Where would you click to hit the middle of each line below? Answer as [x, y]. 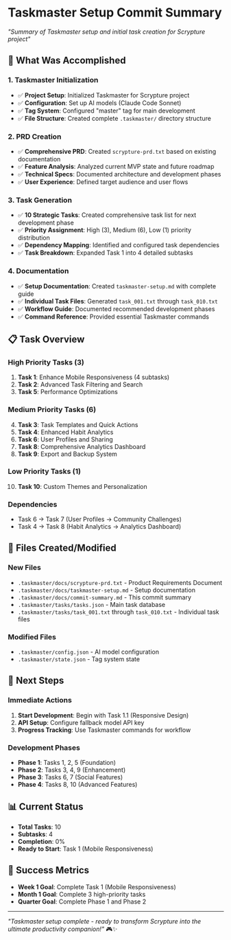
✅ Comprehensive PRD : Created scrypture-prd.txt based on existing [117, 151]
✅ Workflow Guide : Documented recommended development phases [116, 309]
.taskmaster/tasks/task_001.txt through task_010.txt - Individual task [118, 612]
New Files [25, 568]
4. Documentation [38, 271]
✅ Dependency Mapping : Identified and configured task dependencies [119, 245]
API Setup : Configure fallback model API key [81, 722]
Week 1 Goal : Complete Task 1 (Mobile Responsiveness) [97, 886]
